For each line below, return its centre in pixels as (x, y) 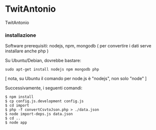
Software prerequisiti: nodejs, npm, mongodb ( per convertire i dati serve (78, 46)
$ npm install (19, 97)
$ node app (16, 123)
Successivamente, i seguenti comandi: (44, 88)
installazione (21, 35)
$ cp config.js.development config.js (44, 101)
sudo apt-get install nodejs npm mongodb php (52, 69)
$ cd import (17, 106)
